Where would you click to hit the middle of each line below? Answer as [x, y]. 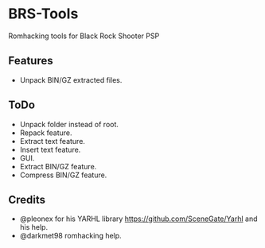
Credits [27, 200]
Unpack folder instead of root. [69, 124]
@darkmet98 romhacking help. [70, 236]
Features [31, 61]
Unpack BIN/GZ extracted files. [71, 79]
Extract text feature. [53, 141]
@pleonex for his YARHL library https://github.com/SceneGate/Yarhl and [138, 219]
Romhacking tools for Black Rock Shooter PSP [84, 36]
